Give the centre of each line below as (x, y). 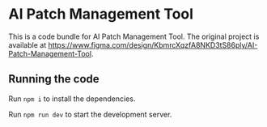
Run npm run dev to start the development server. (90, 114)
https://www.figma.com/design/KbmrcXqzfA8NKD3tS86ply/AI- (153, 44)
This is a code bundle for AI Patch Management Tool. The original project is (134, 36)
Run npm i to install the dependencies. (72, 99)
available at (28, 44)
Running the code (54, 79)
